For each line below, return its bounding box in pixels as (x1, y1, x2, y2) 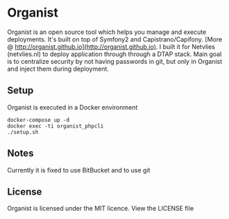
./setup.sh (7, 128, 39, 136)
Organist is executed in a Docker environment (7, 103, 138, 112)
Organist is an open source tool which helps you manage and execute (7, 28, 207, 36)
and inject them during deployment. (7, 64, 110, 73)
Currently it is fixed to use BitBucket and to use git (7, 166, 151, 174)
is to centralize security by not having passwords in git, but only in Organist (7, 57, 223, 65)
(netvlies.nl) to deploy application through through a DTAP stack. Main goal (7, 50, 222, 58)
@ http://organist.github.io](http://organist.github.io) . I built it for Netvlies (7, 42, 215, 51)
